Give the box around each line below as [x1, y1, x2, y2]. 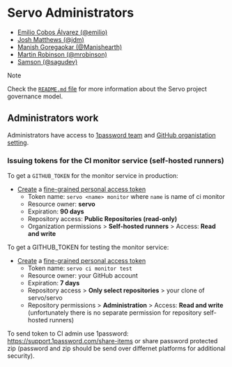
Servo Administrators [7, 5, 134, 21]
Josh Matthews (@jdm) [17, 35, 85, 43]
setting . [7, 138, 29, 147]
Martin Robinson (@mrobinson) [17, 50, 108, 59]
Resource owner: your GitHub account [27, 271, 138, 280]
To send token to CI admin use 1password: [7, 329, 129, 338]
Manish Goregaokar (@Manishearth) [17, 43, 123, 51]
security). [7, 352, 35, 360]
